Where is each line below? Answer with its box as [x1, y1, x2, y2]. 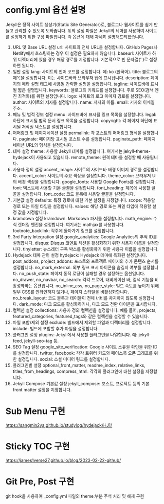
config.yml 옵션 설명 [5, 4, 86, 16]
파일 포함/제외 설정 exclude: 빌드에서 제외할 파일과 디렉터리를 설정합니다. [12, 319, 152, 325]
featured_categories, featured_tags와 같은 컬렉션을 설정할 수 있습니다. [12, 313, 149, 319]
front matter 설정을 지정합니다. [12, 387, 72, 392]
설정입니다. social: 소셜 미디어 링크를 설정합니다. [18, 356, 110, 362]
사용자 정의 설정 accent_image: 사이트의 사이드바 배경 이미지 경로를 [12, 166, 142, 172]
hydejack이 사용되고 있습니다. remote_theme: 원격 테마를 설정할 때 [12, 154, 141, 160]
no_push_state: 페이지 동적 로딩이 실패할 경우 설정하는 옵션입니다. [19, 270, 146, 276]
